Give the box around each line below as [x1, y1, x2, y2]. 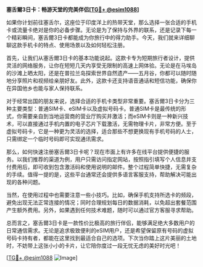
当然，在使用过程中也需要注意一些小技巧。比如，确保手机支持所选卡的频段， [6, 191, 197, 199]
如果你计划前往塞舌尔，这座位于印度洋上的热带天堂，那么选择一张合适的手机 [6, 19, 197, 26]
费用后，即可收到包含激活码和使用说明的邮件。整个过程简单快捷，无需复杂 [11, 163, 197, 170]
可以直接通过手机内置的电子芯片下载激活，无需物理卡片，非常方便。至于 [16, 120, 197, 127]
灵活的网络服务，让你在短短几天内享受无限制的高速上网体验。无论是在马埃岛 [6, 62, 197, 69]
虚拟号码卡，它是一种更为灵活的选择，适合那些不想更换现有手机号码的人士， [6, 128, 197, 135]
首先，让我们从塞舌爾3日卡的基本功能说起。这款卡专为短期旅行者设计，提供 [6, 54, 195, 61]
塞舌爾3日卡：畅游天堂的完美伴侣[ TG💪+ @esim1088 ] [6, 6, 140, 13]
